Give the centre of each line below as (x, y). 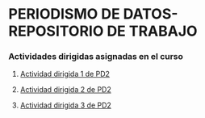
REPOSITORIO (56, 31)
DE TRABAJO (152, 31)
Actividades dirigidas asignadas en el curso (96, 57)
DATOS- (151, 14)
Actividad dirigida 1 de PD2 (65, 74)
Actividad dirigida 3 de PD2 (65, 105)
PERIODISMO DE (64, 14)
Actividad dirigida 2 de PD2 (65, 90)
